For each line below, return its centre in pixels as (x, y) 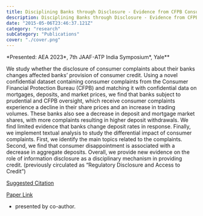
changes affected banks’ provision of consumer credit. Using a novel (92, 75)
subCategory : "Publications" (43, 34)
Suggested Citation (30, 183)
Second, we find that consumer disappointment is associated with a (91, 146)
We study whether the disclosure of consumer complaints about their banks (101, 69)
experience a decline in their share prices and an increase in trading (91, 107)
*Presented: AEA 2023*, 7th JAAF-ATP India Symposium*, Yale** (88, 57)
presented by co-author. (45, 206)
